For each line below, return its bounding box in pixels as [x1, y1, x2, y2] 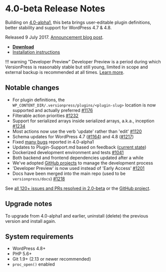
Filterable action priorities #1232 [12, 112, 79, 118]
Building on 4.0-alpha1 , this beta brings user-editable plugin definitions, [5, 19, 152, 25]
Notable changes [5, 84, 60, 92]
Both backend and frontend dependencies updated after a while [12, 155, 144, 161]
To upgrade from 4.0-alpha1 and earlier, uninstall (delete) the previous [5, 213, 148, 218]
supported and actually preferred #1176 [12, 107, 93, 113]
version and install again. [5, 218, 56, 224]
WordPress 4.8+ [12, 246, 46, 252]
